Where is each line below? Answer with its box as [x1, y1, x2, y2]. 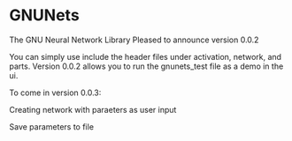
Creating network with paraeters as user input [9, 104, 177, 115]
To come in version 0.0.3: [9, 87, 102, 98]
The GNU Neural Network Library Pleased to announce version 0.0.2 [9, 34, 259, 45]
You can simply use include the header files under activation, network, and [9, 51, 281, 62]
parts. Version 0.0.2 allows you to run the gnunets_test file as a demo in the [9, 61, 284, 71]
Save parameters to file [9, 121, 95, 132]
